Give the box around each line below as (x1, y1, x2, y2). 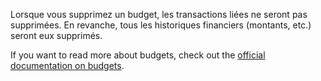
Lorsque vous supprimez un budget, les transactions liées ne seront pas (10, 9, 308, 20)
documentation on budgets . (10, 60, 125, 71)
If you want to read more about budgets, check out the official (10, 49, 266, 61)
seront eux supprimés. (10, 30, 103, 41)
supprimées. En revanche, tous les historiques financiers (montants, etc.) (10, 19, 312, 31)
